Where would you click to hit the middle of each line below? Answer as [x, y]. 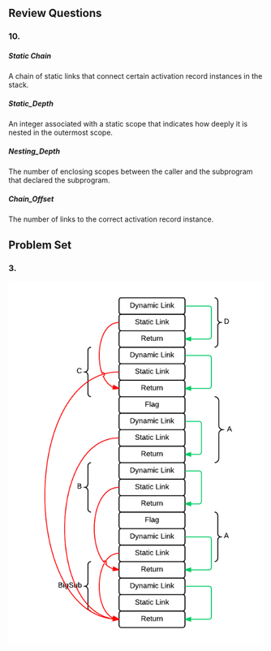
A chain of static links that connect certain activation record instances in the [135, 76]
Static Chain [30, 55]
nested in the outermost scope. [61, 132]
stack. [19, 85]
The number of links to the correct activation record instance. [111, 219]
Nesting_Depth [34, 151]
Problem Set [40, 245]
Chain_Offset [31, 199]
